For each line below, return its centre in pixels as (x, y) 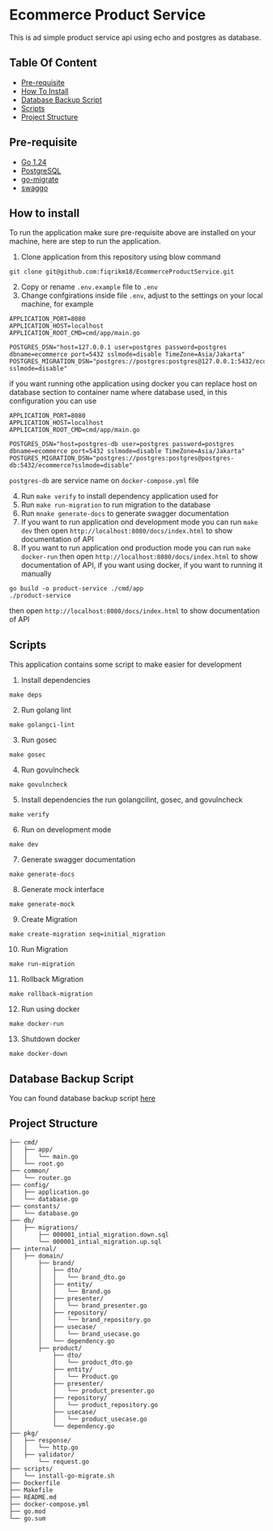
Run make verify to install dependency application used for (119, 496)
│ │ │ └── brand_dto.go (68, 1277)
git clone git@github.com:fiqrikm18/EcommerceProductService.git (122, 272)
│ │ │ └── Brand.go (60, 1291)
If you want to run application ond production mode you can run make (136, 548)
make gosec (28, 755)
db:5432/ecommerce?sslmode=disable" (71, 465)
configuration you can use (53, 401)
